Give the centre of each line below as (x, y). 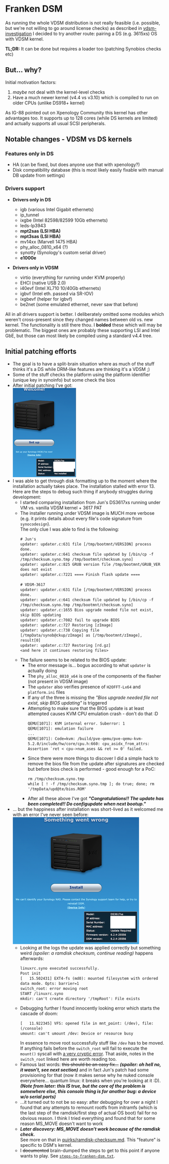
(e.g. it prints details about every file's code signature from (81, 518)
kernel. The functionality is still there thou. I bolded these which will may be (84, 325)
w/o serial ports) (38, 1097)
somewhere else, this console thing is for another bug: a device (88, 1091)
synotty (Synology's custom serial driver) (63, 252)
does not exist (36, 569)
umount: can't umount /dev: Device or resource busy (77, 1033)
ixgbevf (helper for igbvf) (46, 299)
